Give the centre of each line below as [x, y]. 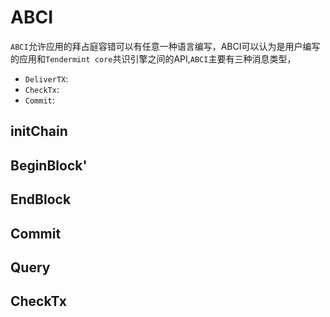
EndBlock [41, 199]
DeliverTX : [46, 78]
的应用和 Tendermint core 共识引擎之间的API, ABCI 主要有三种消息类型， [153, 58]
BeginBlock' [49, 165]
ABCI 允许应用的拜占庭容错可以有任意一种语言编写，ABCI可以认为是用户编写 [165, 46]
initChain [39, 131]
